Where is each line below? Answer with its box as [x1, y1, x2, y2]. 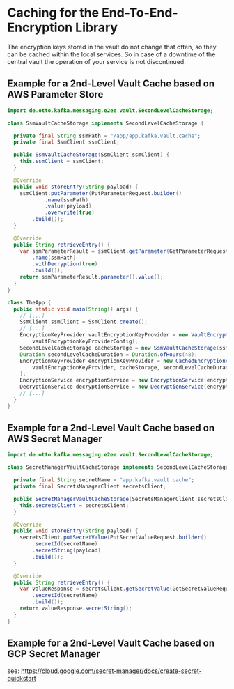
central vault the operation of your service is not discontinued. [7, 57, 186, 65]
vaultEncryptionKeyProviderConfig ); [32, 338, 139, 345]
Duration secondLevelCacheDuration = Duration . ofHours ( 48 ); [19, 350, 198, 358]
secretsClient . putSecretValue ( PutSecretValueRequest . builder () [19, 534, 208, 541]
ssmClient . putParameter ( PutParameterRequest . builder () [19, 189, 182, 196]
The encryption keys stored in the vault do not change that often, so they [7, 42, 217, 51]
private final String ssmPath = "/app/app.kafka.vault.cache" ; [13, 132, 201, 139]
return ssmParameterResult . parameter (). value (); [19, 274, 164, 281]
